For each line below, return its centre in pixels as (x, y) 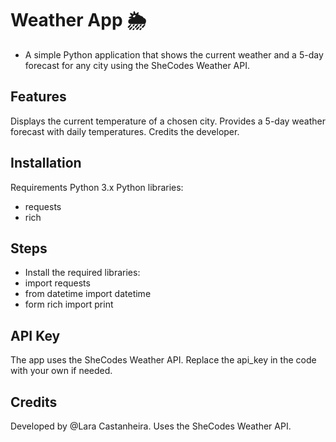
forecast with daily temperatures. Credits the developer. (125, 131)
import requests (57, 283)
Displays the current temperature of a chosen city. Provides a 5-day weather (168, 121)
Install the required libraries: (82, 273)
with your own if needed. (61, 371)
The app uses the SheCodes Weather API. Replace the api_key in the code (163, 360)
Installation (46, 163)
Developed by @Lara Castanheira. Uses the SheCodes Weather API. (151, 426)
